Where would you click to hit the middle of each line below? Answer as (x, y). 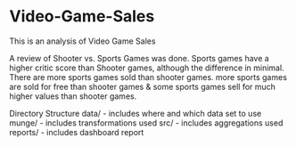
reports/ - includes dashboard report (77, 132)
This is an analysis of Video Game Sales (82, 41)
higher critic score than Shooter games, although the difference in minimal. (147, 68)
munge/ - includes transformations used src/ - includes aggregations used (146, 123)
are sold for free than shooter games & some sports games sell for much (143, 86)
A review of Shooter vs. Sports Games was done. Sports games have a (139, 58)
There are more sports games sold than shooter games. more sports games (148, 77)
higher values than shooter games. (73, 96)
